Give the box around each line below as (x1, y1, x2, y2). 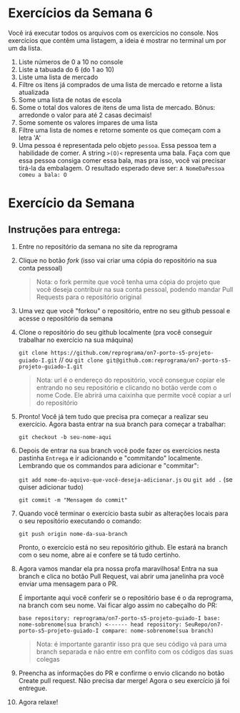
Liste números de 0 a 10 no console (18, 57, 124, 66)
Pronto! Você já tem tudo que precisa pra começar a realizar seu (18, 412, 209, 420)
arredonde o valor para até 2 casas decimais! (18, 111, 152, 119)
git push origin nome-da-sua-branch (18, 530, 128, 537)
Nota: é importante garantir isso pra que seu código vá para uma (36, 639, 227, 648)
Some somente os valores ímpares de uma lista (18, 118, 158, 126)
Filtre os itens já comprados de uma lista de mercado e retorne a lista (18, 80, 223, 89)
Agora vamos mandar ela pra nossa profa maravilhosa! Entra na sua (18, 564, 219, 572)
